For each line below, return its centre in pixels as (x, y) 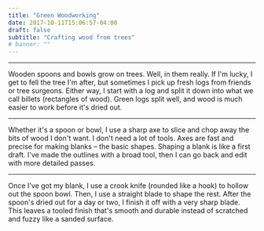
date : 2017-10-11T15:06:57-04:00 (63, 23)
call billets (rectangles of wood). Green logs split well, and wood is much (125, 99)
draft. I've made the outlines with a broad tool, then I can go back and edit (128, 155)
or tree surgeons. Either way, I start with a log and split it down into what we (131, 91)
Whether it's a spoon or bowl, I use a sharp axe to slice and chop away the (129, 130)
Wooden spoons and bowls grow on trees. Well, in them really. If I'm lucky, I (130, 74)
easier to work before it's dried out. (65, 107)
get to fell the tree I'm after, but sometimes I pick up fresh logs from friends (130, 82)
